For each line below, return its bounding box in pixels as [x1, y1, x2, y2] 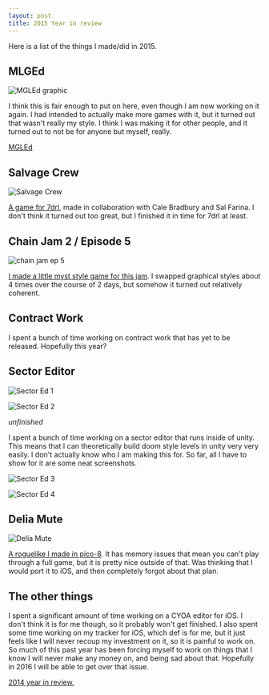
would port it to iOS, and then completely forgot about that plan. [8, 567, 219, 576]
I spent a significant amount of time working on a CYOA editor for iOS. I [8, 611, 243, 620]
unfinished [8, 417, 44, 426]
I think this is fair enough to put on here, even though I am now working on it [8, 101, 260, 111]
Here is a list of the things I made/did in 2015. [8, 41, 158, 51]
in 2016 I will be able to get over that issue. [8, 662, 150, 672]
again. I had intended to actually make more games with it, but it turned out [8, 110, 256, 120]
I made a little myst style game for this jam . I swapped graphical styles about [8, 270, 261, 281]
